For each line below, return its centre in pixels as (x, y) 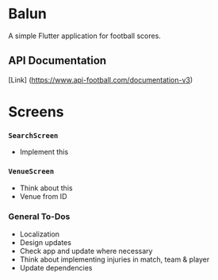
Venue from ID (43, 196)
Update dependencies (56, 267)
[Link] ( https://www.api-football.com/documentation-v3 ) (101, 79)
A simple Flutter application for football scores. (84, 36)
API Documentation (57, 61)
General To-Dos (39, 217)
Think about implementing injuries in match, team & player (115, 259)
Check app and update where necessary (86, 251)
